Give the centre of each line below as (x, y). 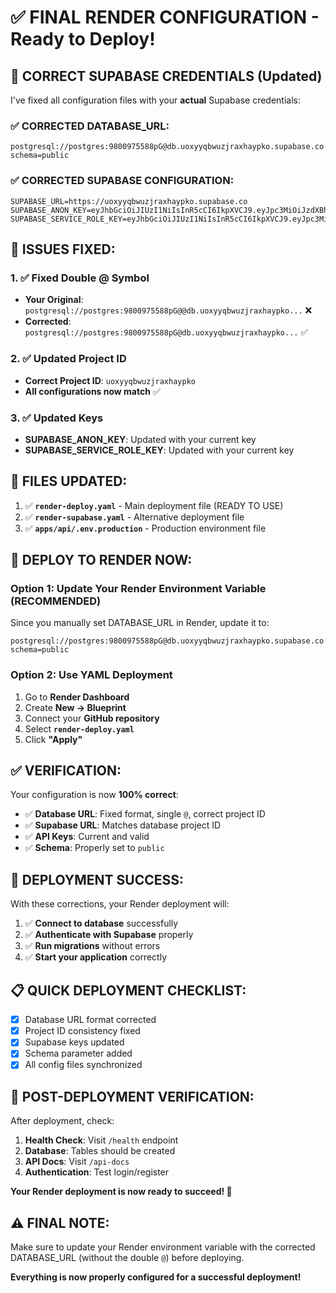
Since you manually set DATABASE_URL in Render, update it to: (140, 623)
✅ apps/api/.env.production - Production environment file (145, 528)
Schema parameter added (78, 1053)
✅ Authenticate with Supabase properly (109, 935)
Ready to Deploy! (83, 39)
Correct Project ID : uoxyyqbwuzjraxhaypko (110, 380)
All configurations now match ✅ (92, 391)
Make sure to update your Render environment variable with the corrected (163, 1247)
